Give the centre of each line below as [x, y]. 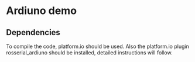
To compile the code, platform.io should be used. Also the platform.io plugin [97, 46]
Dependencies [33, 32]
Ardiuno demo [42, 11]
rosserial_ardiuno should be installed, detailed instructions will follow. [89, 53]
